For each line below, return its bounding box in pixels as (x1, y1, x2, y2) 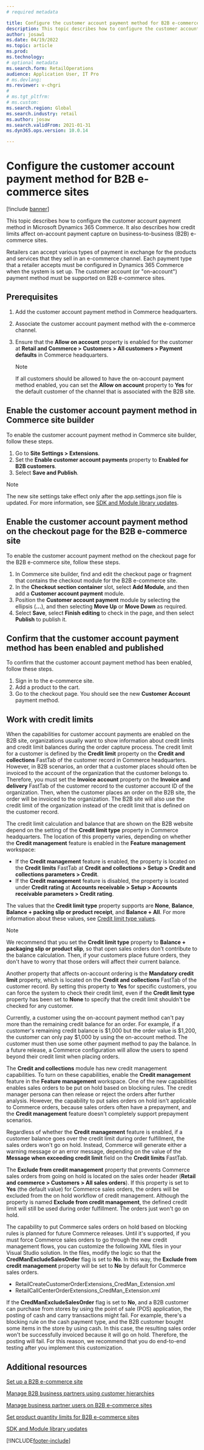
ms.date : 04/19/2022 (6, 37, 59, 43)
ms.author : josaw (6, 116, 50, 123)
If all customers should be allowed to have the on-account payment (15, 374, 184, 382)
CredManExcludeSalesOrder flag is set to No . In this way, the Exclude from (6, 1255, 197, 1263)
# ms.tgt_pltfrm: (6, 94, 50, 100)
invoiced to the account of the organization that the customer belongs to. (6, 770, 189, 777)
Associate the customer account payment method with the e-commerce (15, 320, 195, 327)
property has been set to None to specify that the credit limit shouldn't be (6, 996, 191, 1003)
